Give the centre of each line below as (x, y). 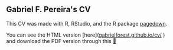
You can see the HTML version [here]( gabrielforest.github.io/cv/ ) (86, 35)
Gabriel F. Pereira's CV (48, 10)
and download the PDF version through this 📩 (61, 41)
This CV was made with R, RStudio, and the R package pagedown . (87, 23)
